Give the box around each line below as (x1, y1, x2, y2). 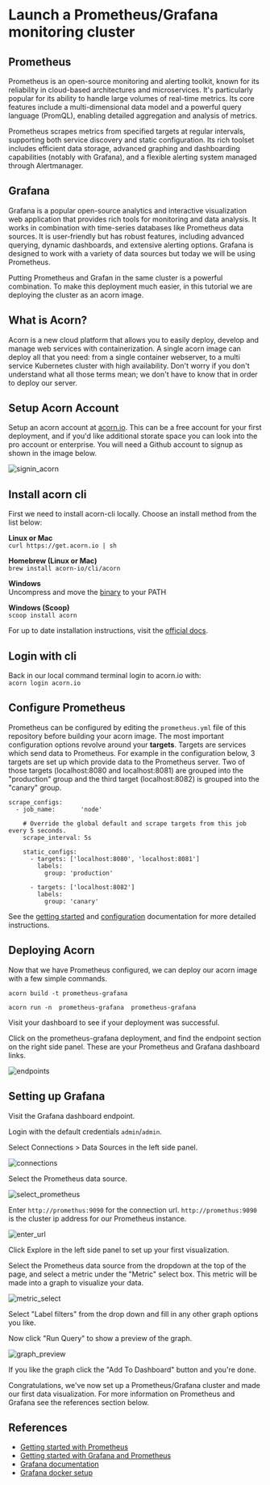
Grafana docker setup (19, 1468, 93, 1478)
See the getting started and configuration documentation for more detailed (8, 911, 256, 921)
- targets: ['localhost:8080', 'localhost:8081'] (29, 854, 200, 863)
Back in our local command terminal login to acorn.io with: (8, 671, 201, 681)
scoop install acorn (8, 612, 78, 620)
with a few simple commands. (8, 973, 107, 983)
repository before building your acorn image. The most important (8, 731, 224, 740)
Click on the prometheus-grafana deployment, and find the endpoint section (8, 1033, 262, 1043)
